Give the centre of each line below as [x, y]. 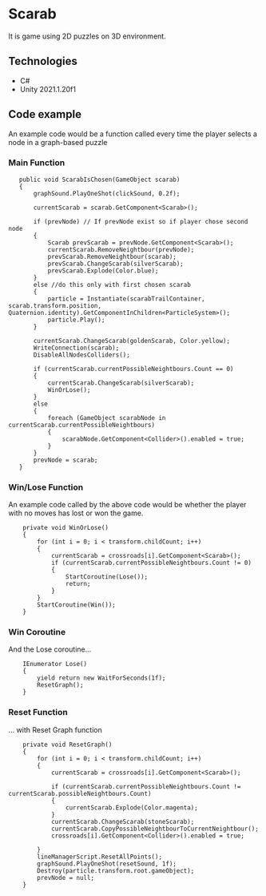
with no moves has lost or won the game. [76, 513]
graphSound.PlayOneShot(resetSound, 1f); [107, 864]
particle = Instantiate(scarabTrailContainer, [126, 299]
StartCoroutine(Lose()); [107, 577]
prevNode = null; [66, 878]
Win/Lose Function [46, 487]
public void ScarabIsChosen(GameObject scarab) [99, 180]
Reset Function [38, 712]
